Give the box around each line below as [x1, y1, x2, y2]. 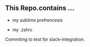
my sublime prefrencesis [12, 17, 63, 23]
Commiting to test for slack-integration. [5, 36, 85, 42]
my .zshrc [12, 27, 33, 33]
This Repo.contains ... [5, 4, 75, 12]
